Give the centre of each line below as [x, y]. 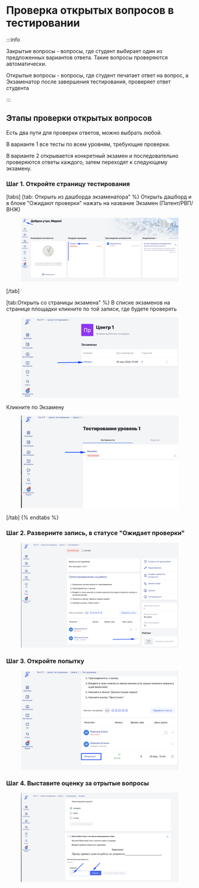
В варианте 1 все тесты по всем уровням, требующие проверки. [88, 144]
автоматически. [26, 64]
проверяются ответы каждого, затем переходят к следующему [87, 162]
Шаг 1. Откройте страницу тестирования [68, 184]
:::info [13, 39]
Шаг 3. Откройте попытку [45, 661]
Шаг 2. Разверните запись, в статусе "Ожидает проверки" [96, 533]
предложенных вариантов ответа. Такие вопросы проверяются [87, 57]
